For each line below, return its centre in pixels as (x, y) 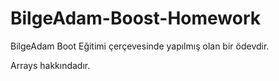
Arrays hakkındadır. (50, 65)
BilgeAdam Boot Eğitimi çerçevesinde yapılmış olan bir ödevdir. (140, 46)
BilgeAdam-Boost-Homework (135, 18)
